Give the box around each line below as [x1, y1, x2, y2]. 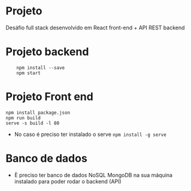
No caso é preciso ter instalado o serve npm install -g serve [14, 131, 167, 138]
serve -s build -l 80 [5, 120, 60, 126]
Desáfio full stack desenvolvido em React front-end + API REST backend [5, 24, 185, 31]
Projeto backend [5, 45, 89, 59]
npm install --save [16, 65, 65, 71]
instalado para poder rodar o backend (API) [14, 178, 122, 185]
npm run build [5, 115, 41, 121]
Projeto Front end [5, 90, 93, 104]
